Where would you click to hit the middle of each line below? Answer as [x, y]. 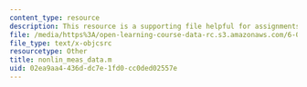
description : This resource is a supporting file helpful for [130, 26]
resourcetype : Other [49, 52]
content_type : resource [55, 18]
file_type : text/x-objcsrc [61, 43]
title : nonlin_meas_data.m [61, 60]
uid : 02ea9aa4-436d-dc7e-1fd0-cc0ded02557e [94, 69]
